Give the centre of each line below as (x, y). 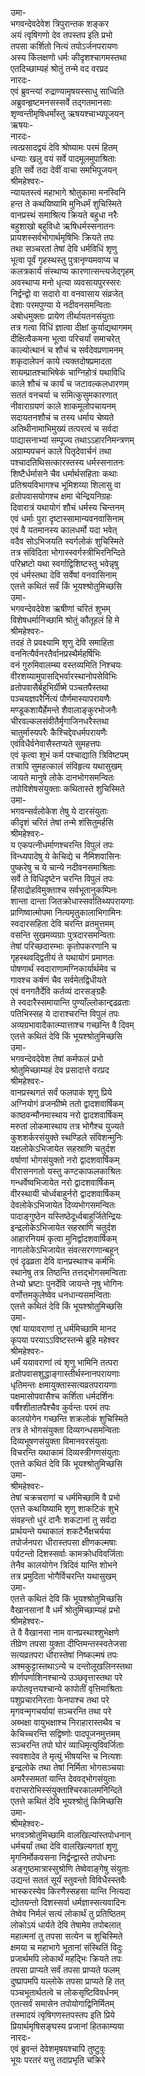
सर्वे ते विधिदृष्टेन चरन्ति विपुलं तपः (62, 878)
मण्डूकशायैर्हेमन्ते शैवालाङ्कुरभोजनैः (64, 710)
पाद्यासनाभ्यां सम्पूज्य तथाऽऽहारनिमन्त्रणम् (72, 440)
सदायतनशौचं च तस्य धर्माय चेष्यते (62, 417)
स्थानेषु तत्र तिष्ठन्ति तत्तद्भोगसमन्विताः (69, 1272)
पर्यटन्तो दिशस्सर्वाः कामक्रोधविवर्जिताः (67, 1553)
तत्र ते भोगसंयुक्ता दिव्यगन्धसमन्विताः (65, 1430)
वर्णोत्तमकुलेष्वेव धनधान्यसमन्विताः (61, 1295)
